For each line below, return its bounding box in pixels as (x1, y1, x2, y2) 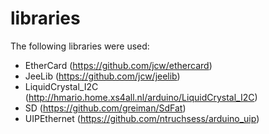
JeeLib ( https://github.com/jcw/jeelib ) (24, 70, 181, 82)
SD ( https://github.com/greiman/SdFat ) (24, 102, 187, 114)
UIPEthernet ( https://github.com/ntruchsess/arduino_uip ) (24, 112, 260, 124)
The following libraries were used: (10, 40, 150, 52)
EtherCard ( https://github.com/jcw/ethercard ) (24, 59, 213, 71)
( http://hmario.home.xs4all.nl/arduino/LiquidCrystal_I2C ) (24, 91, 258, 103)
